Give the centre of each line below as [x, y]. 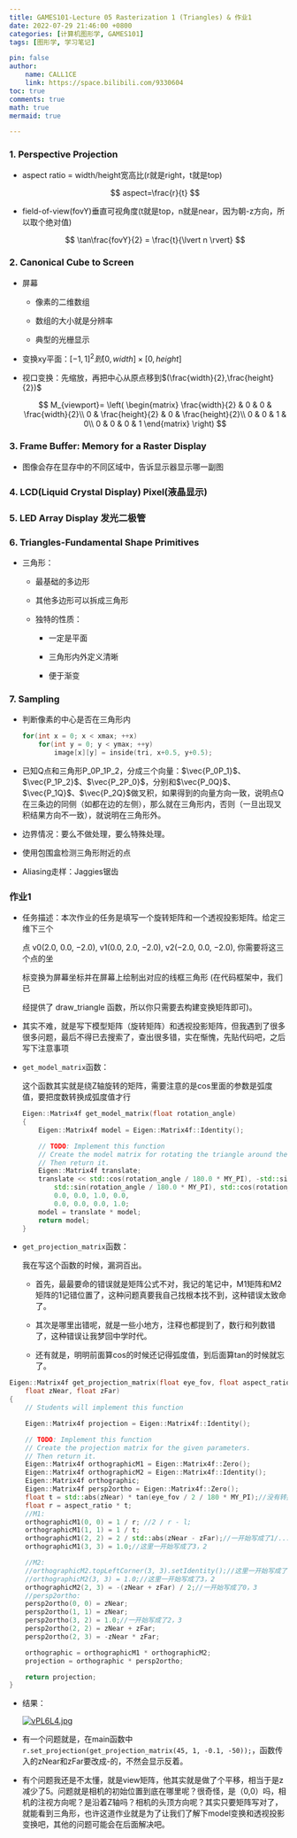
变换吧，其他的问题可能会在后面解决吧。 [95, 1825]
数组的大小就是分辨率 [74, 321]
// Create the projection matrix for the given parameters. [138, 1448]
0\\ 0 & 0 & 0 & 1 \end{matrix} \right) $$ [155, 423]
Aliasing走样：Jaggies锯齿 [70, 871]
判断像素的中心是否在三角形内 [76, 719]
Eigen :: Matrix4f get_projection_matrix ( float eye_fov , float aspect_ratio [150, 1383]
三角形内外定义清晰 [84, 656]
